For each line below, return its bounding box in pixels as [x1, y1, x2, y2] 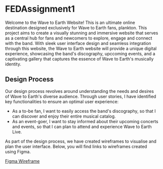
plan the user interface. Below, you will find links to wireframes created [5, 143, 147, 149]
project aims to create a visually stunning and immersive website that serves [5, 30, 158, 36]
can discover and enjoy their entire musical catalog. [12, 113, 116, 119]
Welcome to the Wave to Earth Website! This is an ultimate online [5, 20, 135, 25]
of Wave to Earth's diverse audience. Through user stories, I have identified [5, 93, 157, 99]
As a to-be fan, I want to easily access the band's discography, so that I [12, 108, 156, 114]
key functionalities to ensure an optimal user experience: [5, 99, 119, 105]
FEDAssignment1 [5, 3, 75, 15]
